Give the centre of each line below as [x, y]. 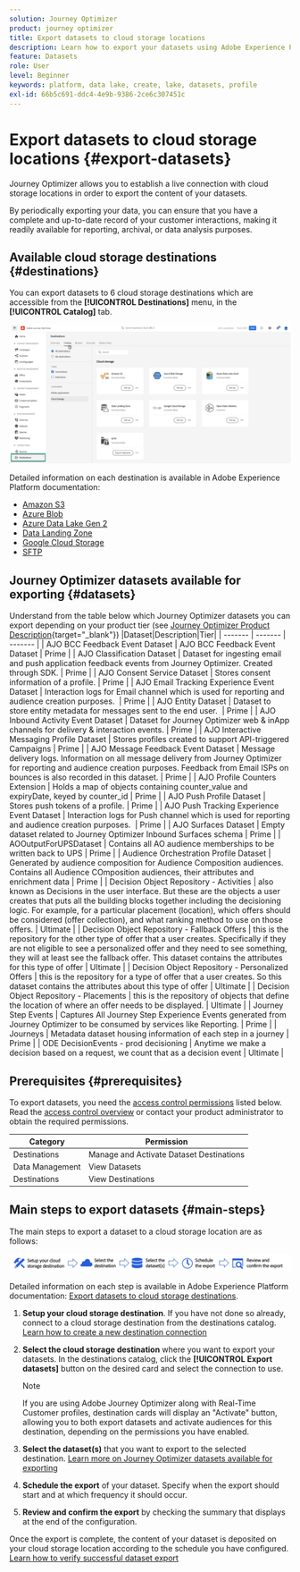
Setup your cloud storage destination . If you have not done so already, [154, 1314]
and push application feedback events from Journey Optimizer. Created [141, 663]
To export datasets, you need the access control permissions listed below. [146, 1103]
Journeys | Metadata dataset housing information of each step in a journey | [149, 1034]
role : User [29, 66]
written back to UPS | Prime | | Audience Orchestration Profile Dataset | [140, 853]
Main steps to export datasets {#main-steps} [137, 1210]
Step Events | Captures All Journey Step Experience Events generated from [148, 1015]
